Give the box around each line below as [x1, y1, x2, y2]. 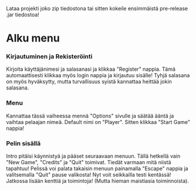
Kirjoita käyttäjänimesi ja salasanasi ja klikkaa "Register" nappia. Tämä [6, 65, 176, 72]
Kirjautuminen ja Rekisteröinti [6, 53, 93, 61]
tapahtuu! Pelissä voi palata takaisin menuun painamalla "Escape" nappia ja [6, 165, 189, 172]
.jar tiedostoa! [6, 11, 39, 18]
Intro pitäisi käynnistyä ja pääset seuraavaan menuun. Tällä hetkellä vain [6, 153, 181, 160]
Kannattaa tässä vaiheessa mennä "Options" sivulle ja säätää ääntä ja [6, 112, 174, 119]
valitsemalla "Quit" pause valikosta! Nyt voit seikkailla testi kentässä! [6, 171, 171, 178]
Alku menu [6, 32, 60, 45]
